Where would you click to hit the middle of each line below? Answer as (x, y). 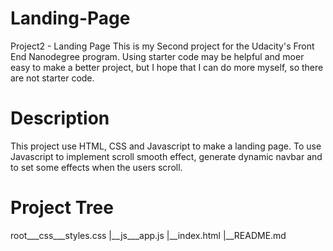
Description (60, 118)
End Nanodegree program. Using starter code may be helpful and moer (157, 56)
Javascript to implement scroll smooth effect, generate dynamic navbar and (166, 156)
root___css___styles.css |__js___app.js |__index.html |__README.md (148, 235)
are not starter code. (52, 78)
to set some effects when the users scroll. (96, 167)
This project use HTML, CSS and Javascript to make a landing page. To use (166, 146)
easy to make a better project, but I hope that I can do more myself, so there (167, 67)
